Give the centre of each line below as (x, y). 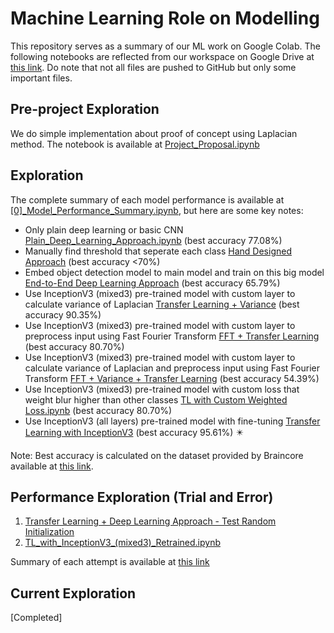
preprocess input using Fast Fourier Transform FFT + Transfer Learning (172, 336)
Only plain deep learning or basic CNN (104, 229)
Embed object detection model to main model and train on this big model (174, 272)
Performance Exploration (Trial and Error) (142, 497)
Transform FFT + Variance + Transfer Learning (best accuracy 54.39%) (172, 378)
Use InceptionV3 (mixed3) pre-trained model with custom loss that (162, 389)
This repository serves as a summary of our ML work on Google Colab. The (165, 46)
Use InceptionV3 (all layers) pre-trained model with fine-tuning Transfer (172, 421)
